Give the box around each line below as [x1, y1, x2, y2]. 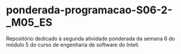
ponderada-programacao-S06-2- [6, 3, 173, 17]
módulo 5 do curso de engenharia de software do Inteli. [6, 41, 140, 48]
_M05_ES [6, 16, 53, 29]
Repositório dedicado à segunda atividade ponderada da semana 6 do [6, 35, 175, 42]
